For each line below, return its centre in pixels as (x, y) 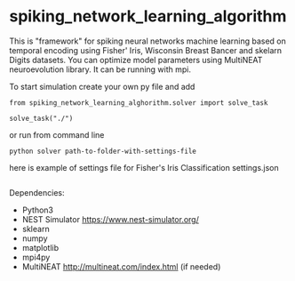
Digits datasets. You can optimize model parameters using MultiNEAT (136, 60)
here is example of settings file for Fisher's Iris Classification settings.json (144, 167)
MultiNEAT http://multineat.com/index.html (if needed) (121, 266)
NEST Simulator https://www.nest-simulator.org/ (111, 219)
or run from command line (57, 134)
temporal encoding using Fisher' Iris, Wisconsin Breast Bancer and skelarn (146, 50)
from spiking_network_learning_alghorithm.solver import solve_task (139, 103)
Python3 (37, 210)
